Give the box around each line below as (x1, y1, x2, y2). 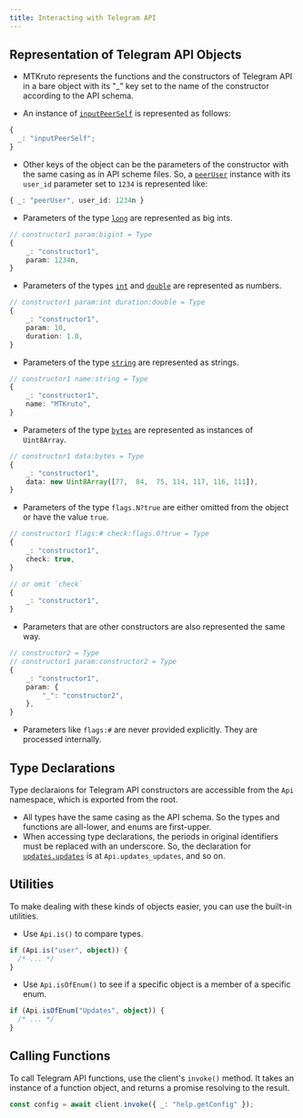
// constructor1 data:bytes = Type (9, 451, 145, 460)
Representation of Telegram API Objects (9, 47, 243, 63)
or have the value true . (22, 511, 109, 523)
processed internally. (22, 734, 102, 745)
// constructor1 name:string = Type (9, 374, 148, 383)
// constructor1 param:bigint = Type (9, 229, 153, 239)
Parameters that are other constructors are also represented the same (22, 621, 286, 632)
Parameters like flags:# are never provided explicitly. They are (22, 724, 258, 735)
